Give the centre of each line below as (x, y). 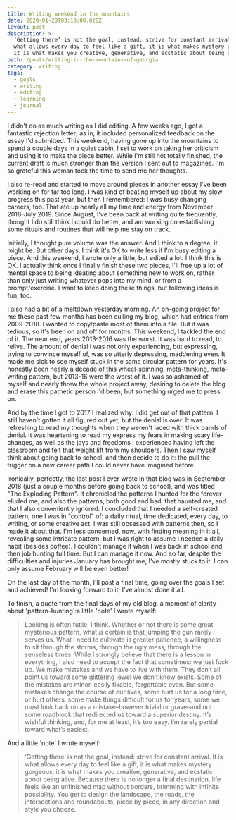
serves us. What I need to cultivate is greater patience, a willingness (123, 640)
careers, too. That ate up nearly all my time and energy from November (110, 207)
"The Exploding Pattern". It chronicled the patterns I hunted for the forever (115, 494)
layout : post (26, 27)
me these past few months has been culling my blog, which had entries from (118, 316)
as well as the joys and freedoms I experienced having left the (125, 442)
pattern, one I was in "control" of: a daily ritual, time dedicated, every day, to (118, 516)
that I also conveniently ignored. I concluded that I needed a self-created (112, 508)
